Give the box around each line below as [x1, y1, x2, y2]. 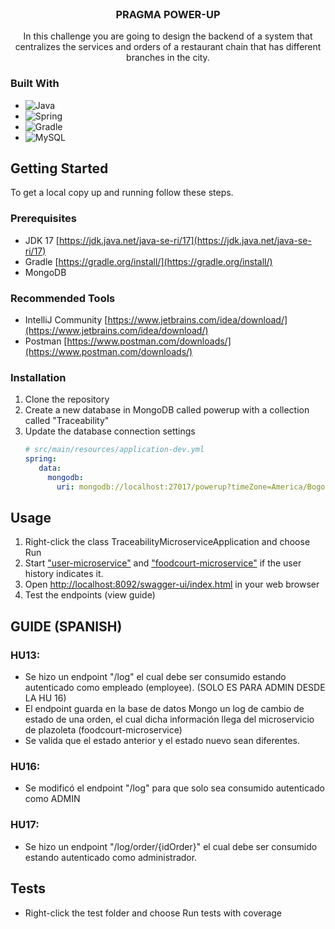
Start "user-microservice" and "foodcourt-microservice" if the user [24, 557, 302, 569]
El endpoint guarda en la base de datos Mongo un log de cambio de [24, 703, 305, 715]
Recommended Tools [10, 291, 116, 305]
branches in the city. [126, 52, 210, 64]
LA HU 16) [24, 692, 67, 704]
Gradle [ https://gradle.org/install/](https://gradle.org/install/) [24, 255, 273, 267]
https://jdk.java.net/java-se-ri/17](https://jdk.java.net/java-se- [58, 234, 312, 246]
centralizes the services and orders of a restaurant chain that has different [14, 41, 322, 53]
